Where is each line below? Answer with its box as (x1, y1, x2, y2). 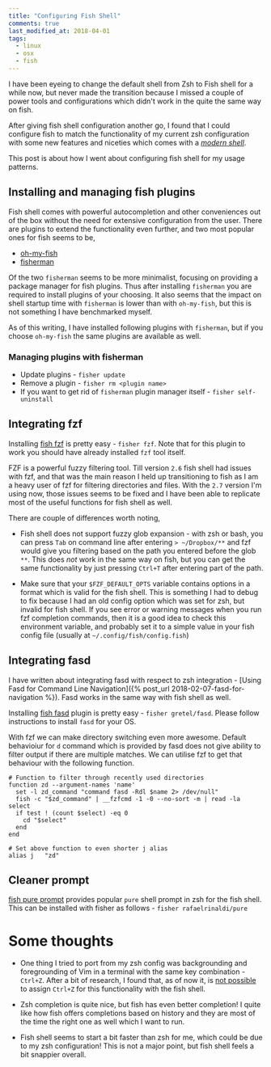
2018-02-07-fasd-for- (171, 684, 245, 694)
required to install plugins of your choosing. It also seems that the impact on (8, 289, 262, 299)
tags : (8, 34, 27, 43)
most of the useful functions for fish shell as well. (8, 497, 172, 507)
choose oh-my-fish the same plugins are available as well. (8, 331, 201, 340)
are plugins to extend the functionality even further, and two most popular (8, 224, 255, 234)
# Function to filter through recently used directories (8, 774, 205, 782)
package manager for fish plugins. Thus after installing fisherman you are (8, 280, 252, 291)
